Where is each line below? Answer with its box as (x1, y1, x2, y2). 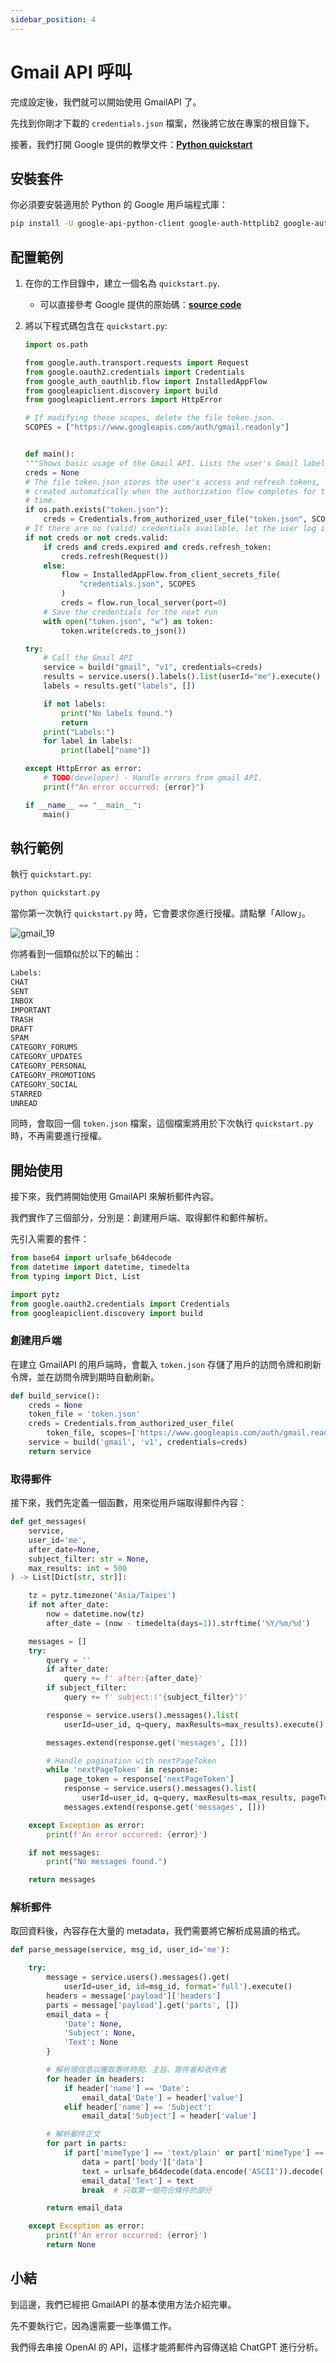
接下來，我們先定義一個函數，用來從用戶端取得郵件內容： (10, 1497, 247, 1509)
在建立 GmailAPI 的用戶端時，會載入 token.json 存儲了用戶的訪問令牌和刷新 (10, 1358, 322, 1370)
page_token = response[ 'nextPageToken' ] (63, 1774, 235, 1785)
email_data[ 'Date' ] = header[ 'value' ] (81, 2092, 244, 2103)
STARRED (10, 1089, 43, 1099)
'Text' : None (63, 2037, 118, 2048)
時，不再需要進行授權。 (10, 1130, 107, 1142)
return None (46, 2240, 97, 2250)
